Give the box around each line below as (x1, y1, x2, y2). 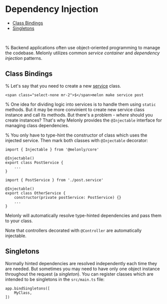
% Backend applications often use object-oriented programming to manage (5, 44, 161, 50)
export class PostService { (5, 160, 64, 165)
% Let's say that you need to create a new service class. (5, 83, 121, 89)
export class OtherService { (5, 190, 66, 195)
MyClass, (14, 290, 32, 295)
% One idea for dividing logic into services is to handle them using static (5, 101, 156, 107)
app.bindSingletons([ (5, 286, 50, 291)
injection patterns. (5, 55, 42, 61)
